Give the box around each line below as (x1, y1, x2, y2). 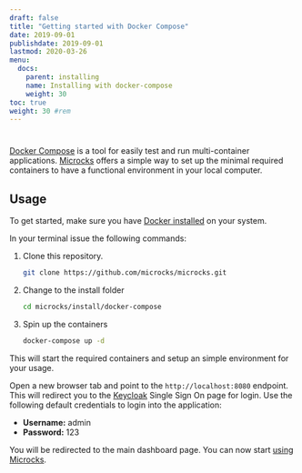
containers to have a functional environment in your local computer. (9, 165, 263, 176)
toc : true (9, 97, 47, 107)
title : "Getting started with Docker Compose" (9, 22, 189, 31)
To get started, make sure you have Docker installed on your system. (9, 216, 267, 226)
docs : (17, 65, 39, 74)
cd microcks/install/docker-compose (22, 302, 162, 312)
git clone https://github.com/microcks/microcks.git (22, 268, 227, 277)
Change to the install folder (22, 285, 125, 296)
